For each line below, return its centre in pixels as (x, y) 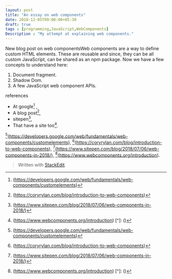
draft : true (18, 24)
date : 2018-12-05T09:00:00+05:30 (41, 19)
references (17, 96)
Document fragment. (35, 75)
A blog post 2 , (27, 112)
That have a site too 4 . (36, 125)
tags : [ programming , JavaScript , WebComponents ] (57, 29)
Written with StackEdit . (42, 165)
